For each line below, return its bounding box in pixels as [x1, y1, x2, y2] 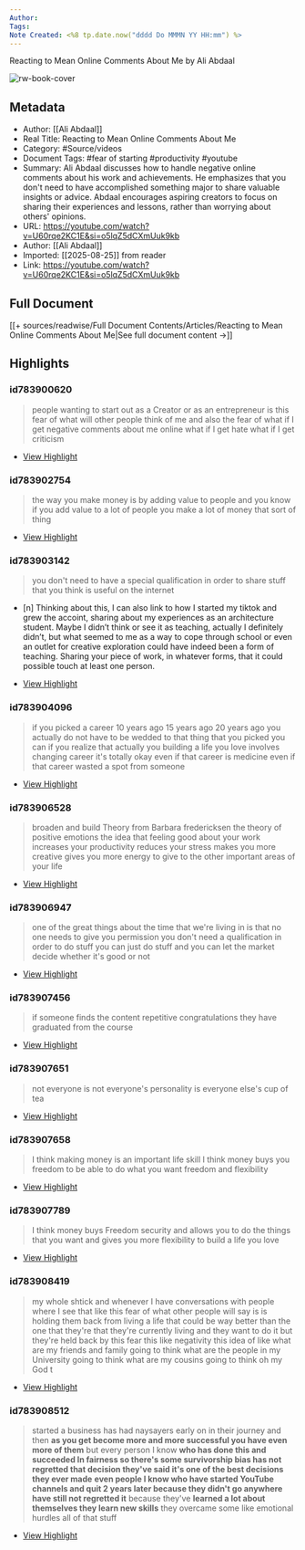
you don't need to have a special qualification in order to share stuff [31, 575, 287, 586]
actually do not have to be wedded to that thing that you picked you [31, 731, 286, 742]
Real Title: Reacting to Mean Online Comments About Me [22, 133, 237, 144]
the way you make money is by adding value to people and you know [31, 494, 291, 505]
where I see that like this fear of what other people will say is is [31, 1305, 268, 1316]
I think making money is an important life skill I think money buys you [31, 1154, 290, 1165]
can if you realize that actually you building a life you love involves [31, 741, 280, 752]
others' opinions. [22, 211, 86, 222]
